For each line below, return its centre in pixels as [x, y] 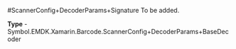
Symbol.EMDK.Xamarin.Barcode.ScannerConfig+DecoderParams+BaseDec [118, 32]
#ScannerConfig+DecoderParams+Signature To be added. [93, 10]
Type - [17, 24]
